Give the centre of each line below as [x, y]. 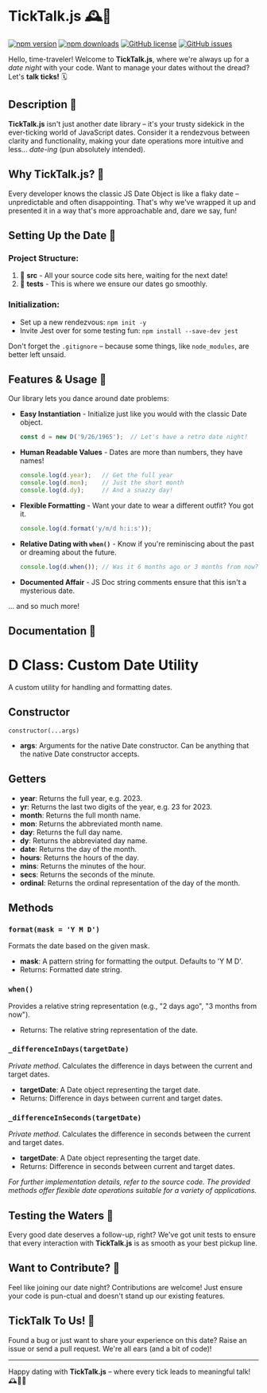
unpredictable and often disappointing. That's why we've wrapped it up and [132, 202]
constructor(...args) [44, 731]
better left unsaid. [37, 354]
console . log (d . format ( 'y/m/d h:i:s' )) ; [86, 528]
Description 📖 [43, 105]
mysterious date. [47, 591]
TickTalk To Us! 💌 [52, 1321]
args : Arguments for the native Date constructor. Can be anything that [134, 745]
